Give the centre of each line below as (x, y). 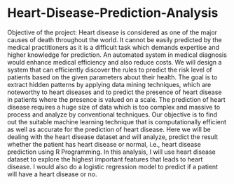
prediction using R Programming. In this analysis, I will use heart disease (111, 152)
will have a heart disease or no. (52, 174)
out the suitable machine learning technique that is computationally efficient (117, 121)
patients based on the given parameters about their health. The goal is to (112, 77)
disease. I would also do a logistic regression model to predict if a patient (113, 166)
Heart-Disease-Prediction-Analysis (113, 13)
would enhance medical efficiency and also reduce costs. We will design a (115, 62)
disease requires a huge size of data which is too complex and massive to (114, 107)
